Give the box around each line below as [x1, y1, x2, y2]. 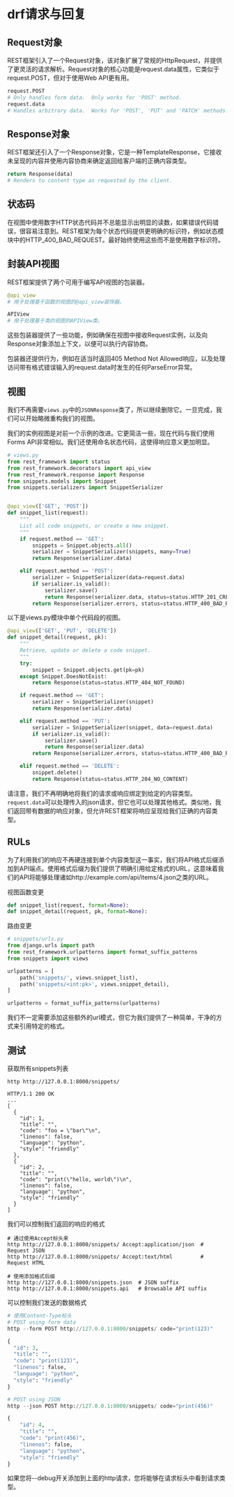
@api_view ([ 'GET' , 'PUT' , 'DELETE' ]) [7, 627, 117, 634]
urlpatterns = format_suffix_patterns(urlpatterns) [7, 1000, 160, 1007]
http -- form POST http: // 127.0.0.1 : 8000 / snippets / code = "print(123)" [7, 1325, 214, 1332]
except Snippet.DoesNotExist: [19, 673, 108, 680]
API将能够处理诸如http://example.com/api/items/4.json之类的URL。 [19, 872, 212, 881]
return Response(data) [7, 170, 73, 178]
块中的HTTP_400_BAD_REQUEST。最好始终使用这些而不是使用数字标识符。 [7, 235, 225, 244]
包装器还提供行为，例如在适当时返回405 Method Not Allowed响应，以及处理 [7, 354, 226, 363]
